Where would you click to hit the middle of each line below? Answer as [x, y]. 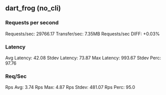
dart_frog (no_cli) [33, 8]
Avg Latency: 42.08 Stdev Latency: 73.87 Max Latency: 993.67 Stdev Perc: [83, 58]
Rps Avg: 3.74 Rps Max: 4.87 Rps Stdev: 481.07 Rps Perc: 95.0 [70, 87]
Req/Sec [16, 76]
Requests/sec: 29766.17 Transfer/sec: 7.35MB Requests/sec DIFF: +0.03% [83, 34]
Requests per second [32, 23]
